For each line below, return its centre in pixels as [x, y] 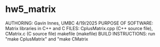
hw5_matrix [31, 9]
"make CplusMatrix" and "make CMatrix [47, 39]
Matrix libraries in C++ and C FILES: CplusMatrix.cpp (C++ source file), [79, 28]
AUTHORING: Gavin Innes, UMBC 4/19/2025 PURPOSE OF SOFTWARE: [79, 23]
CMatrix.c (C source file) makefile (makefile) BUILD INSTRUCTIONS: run [80, 33]
